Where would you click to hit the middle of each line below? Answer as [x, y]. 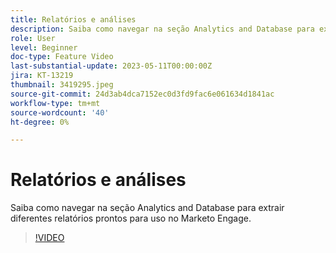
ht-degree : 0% [40, 122]
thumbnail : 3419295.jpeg [62, 85]
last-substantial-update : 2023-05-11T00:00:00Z [111, 66]
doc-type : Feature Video [62, 57]
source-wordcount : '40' [60, 112]
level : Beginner [44, 47]
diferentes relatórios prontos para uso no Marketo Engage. [131, 218]
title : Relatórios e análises [73, 19]
